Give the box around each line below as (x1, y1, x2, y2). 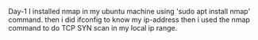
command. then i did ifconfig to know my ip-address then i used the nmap (8, 15, 250, 24)
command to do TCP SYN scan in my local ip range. (8, 24, 178, 32)
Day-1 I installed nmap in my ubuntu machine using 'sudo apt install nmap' (8, 7, 251, 16)
